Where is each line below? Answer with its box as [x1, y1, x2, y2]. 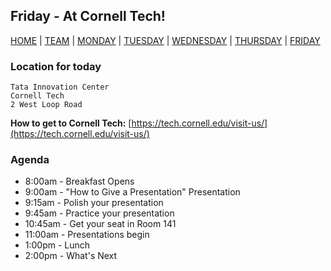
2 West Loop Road [10, 100, 83, 110]
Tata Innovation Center [10, 82, 110, 93]
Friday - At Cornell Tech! [10, 8, 166, 25]
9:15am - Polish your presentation [24, 197, 164, 209]
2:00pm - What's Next [24, 250, 118, 262]
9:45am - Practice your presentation [24, 207, 175, 219]
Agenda [10, 153, 50, 167]
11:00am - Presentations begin [24, 229, 150, 241]
